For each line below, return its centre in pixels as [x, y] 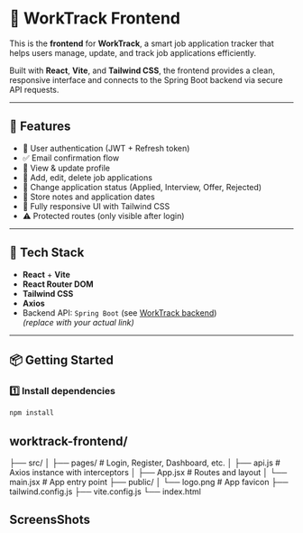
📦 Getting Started [62, 360]
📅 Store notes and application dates [88, 197]
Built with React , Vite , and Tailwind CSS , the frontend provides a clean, [142, 70]
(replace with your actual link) [78, 322]
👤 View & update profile [66, 168]
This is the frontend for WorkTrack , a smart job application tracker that [142, 43]
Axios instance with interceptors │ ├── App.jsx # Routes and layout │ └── [148, 472]
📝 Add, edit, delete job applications [87, 177]
